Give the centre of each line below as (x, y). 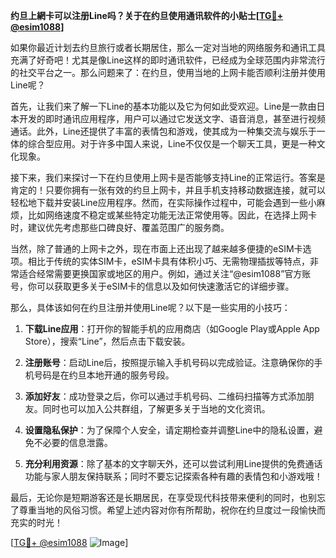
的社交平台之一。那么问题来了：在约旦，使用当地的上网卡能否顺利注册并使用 (168, 72)
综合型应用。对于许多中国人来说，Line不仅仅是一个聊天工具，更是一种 (172, 143)
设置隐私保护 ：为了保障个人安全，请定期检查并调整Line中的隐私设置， (169, 430)
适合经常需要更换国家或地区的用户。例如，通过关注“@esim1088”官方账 (165, 273)
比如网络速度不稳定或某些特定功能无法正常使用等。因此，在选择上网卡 (172, 215)
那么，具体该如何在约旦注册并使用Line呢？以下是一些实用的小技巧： (150, 307)
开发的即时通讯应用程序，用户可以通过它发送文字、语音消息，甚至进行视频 (172, 118)
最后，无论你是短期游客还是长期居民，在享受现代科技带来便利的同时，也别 (163, 497)
